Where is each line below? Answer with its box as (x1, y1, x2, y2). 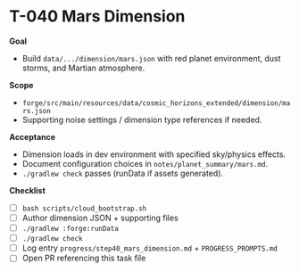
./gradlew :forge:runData (21, 225, 119, 234)
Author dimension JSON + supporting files (21, 212, 179, 223)
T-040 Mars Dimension (9, 6, 186, 27)
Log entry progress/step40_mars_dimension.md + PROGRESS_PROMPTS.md (21, 243, 278, 253)
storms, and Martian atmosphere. (21, 62, 145, 73)
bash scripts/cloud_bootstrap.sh (21, 203, 147, 213)
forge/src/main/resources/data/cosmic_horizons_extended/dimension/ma (21, 98, 291, 108)
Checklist (9, 185, 46, 195)
